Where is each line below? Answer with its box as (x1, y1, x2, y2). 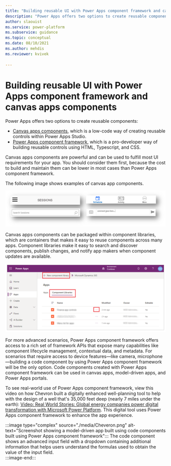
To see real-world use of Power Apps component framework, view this (5, 385, 154, 391)
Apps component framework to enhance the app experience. (5, 412, 133, 418)
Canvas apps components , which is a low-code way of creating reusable (12, 128, 166, 134)
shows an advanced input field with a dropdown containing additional (5, 438, 151, 445)
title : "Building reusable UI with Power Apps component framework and (5, 8, 160, 13)
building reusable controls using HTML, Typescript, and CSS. (12, 144, 141, 150)
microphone (137, 353, 163, 359)
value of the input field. (5, 449, 54, 455)
